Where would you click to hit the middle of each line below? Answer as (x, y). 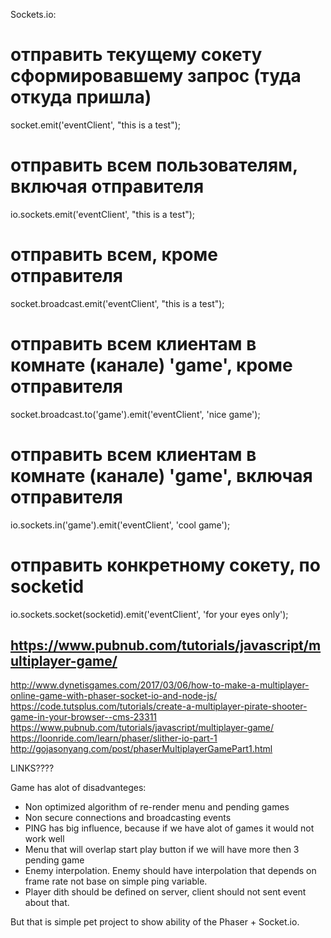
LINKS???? (32, 768)
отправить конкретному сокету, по (165, 565)
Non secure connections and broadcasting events (128, 818)
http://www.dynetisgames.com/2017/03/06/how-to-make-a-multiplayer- (160, 685)
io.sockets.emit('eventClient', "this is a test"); (103, 214)
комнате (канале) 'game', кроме (151, 365)
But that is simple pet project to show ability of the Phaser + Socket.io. (155, 922)
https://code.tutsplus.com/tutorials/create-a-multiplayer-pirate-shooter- (159, 706)
